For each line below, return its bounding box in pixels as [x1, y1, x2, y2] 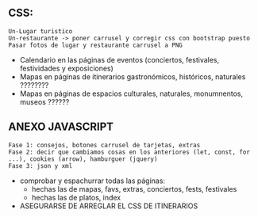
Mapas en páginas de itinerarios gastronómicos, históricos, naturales [19, 71, 246, 82]
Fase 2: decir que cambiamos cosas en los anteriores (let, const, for [8, 148, 250, 156]
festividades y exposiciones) [19, 63, 114, 73]
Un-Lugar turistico [8, 27, 73, 35]
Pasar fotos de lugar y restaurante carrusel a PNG [8, 41, 183, 49]
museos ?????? [19, 97, 70, 106]
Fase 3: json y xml [8, 162, 73, 169]
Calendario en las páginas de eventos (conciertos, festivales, [19, 55, 220, 64]
